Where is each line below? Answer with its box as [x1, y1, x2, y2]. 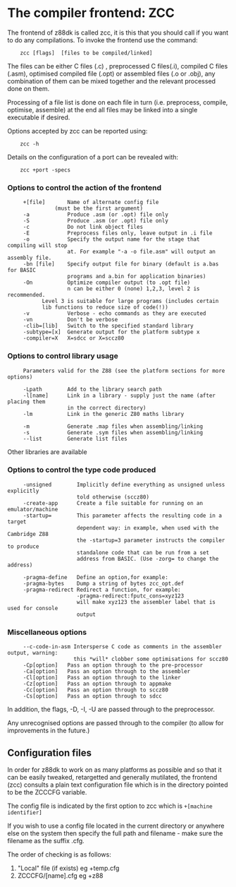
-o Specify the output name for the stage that [23, 236, 200, 243]
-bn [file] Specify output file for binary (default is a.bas [23, 261, 219, 268]
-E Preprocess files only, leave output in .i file [23, 230, 213, 237]
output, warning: [7, 650, 58, 657]
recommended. [7, 292, 46, 299]
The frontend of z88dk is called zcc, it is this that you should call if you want [7, 28, 229, 37]
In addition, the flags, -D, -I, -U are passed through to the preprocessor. [7, 705, 215, 714]
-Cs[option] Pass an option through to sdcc [23, 693, 162, 700]
